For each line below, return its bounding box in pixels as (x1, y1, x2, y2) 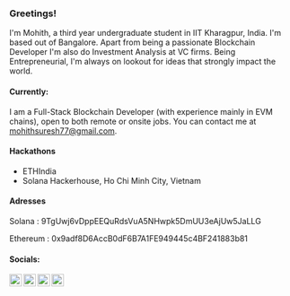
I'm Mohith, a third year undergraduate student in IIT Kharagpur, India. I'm (9, 28, 281, 39)
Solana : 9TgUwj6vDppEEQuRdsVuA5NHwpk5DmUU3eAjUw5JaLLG (9, 215, 262, 226)
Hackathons (9, 146, 57, 157)
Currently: (9, 86, 49, 97)
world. (9, 65, 33, 76)
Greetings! (9, 7, 57, 20)
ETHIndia (22, 165, 57, 177)
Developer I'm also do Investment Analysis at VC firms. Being (9, 47, 236, 57)
